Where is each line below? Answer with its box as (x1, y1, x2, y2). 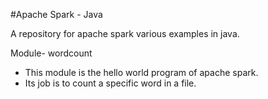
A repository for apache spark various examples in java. (10, 28, 240, 39)
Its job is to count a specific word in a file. (24, 77, 197, 89)
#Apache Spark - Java (10, 9, 103, 20)
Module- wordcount (10, 47, 93, 59)
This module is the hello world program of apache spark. (24, 67, 259, 78)
